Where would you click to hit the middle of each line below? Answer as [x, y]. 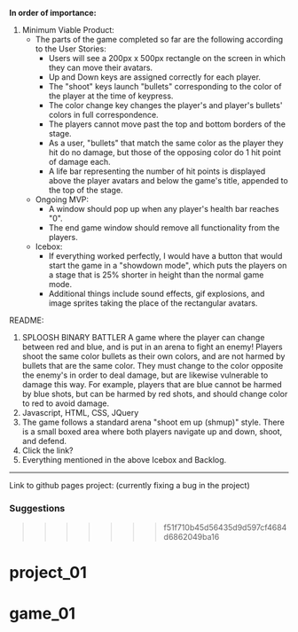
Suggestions [37, 508]
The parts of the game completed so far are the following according [159, 39]
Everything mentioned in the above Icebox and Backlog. [124, 460]
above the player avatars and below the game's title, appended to [168, 180]
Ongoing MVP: [62, 199]
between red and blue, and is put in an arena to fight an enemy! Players [153, 347]
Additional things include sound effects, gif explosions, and [157, 293]
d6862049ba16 [192, 537]
